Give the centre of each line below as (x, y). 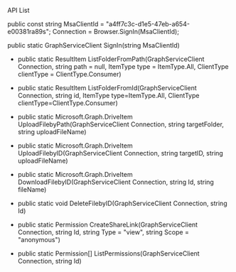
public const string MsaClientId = (56, 24)
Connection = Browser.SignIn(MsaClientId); (116, 32)
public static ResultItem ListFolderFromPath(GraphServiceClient (111, 59)
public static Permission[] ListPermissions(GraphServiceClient (109, 254)
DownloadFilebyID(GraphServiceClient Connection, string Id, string (116, 182)
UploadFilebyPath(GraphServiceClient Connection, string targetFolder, (120, 124)
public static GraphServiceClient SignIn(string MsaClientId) (93, 45)
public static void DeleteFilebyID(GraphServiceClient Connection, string (122, 203)
